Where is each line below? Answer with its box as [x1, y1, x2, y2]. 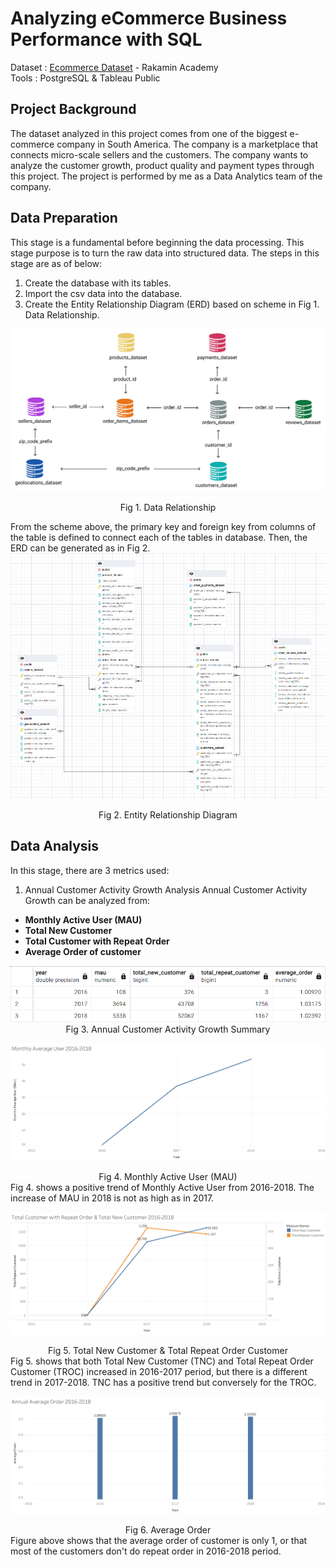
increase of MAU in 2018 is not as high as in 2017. [10, 1192, 215, 1204]
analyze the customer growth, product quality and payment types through [10, 159, 315, 171]
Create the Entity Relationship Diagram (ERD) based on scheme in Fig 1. [24, 298, 320, 310]
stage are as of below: [10, 257, 103, 269]
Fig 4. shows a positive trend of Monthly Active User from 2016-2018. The [10, 1181, 315, 1193]
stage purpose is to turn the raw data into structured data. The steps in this [10, 247, 320, 259]
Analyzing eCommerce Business [10, 7, 288, 30]
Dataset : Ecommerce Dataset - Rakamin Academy [10, 61, 219, 73]
